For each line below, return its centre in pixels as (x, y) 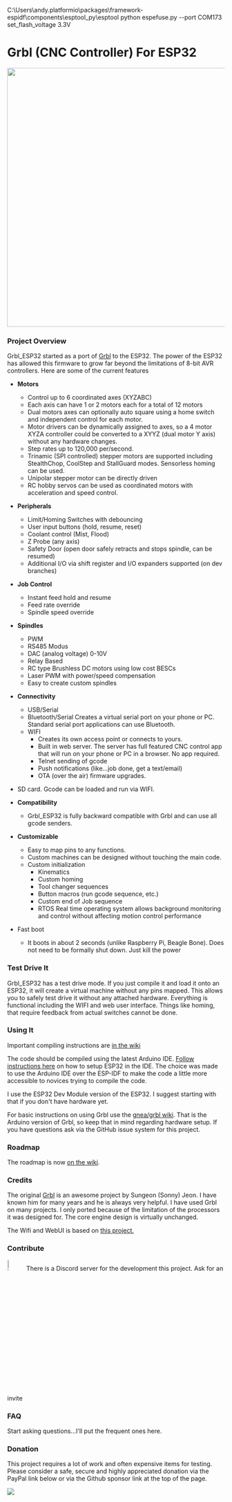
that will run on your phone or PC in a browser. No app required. (128, 754)
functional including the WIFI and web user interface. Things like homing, (111, 1005)
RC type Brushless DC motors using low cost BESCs (101, 668)
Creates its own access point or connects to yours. (110, 739)
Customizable (38, 837)
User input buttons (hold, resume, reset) (85, 527)
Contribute (26, 1249)
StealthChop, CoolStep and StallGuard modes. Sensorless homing (121, 464)
